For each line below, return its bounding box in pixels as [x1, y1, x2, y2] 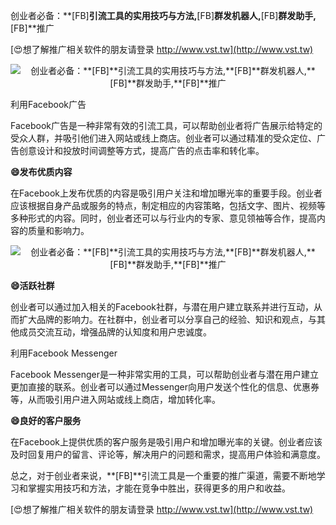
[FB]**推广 [10, 22, 55, 34]
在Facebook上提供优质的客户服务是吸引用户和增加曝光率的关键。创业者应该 [10, 436, 323, 448]
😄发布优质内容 [10, 166, 73, 178]
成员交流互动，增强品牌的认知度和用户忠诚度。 [18, 326, 212, 338]
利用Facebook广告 [10, 99, 87, 110]
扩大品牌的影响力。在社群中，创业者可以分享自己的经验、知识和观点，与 [18, 314, 317, 325]
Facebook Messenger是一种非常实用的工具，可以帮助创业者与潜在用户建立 [10, 369, 319, 380]
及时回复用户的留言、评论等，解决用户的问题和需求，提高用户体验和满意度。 [10, 449, 326, 460]
